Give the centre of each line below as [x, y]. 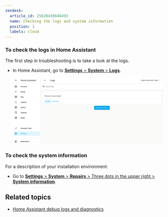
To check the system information [46, 155]
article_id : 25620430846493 [39, 16]
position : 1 [22, 27]
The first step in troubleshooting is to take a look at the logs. [67, 61]
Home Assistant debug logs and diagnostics [58, 209]
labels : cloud [24, 32]
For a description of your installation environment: [57, 166]
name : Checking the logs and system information [61, 21]
